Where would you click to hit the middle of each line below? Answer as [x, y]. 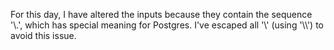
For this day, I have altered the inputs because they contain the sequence [161, 14]
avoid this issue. [43, 35]
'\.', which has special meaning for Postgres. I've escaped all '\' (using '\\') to [167, 25]
